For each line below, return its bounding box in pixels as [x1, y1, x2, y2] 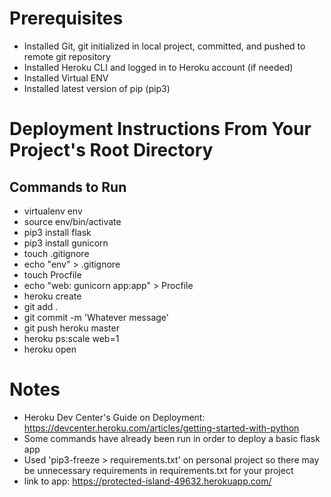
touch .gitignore [23, 247, 90, 259]
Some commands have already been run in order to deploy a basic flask [23, 432, 321, 444]
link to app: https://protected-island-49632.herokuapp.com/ [23, 475, 272, 487]
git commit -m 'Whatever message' [23, 311, 169, 323]
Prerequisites [9, 7, 124, 30]
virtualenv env [23, 205, 83, 217]
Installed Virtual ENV [23, 72, 109, 84]
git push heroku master [23, 322, 120, 334]
